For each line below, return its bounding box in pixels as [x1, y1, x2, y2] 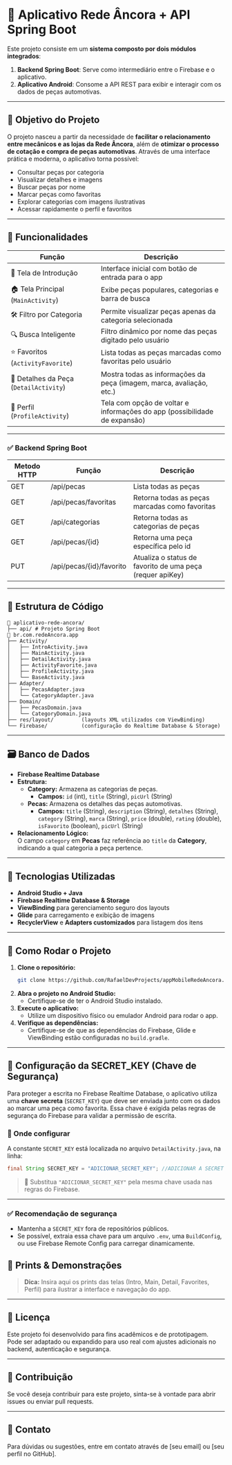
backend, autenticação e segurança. [7, 1344, 112, 1353]
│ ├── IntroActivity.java [7, 643, 88, 651]
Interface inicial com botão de [100, 263, 197, 273]
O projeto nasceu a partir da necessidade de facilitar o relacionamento [7, 132, 211, 141]
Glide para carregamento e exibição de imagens [17, 911, 155, 920]
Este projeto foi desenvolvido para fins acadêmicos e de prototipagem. [7, 1330, 209, 1338]
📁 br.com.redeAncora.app [7, 631, 79, 638]
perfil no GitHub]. [7, 1449, 57, 1458]
